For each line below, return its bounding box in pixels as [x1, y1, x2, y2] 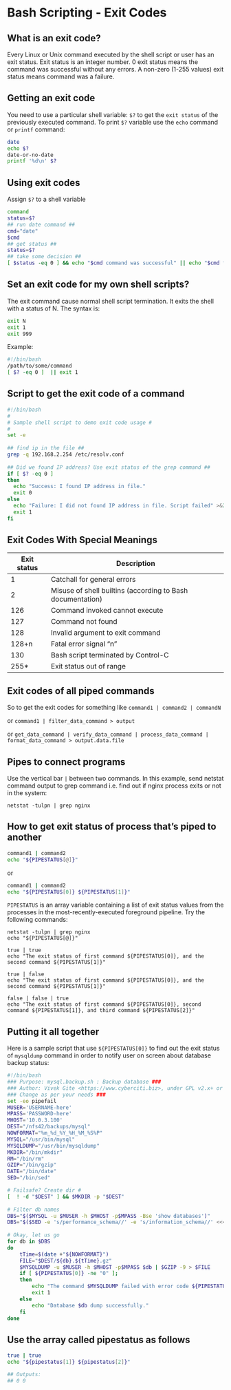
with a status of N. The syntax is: [7, 304, 100, 313]
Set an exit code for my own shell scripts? [7, 279, 190, 291]
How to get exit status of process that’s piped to [7, 821, 217, 832]
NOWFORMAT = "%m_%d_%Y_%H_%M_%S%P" [7, 1130, 103, 1137]
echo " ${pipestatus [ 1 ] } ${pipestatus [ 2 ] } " [7, 1358, 131, 1366]
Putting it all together [7, 1026, 100, 1038]
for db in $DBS [7, 1238, 51, 1245]
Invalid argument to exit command [50, 628, 161, 638]
